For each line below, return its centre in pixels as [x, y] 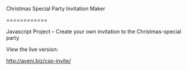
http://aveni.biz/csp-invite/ [38, 61]
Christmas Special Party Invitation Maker [56, 9]
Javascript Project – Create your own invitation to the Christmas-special [94, 31]
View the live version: [32, 49]
